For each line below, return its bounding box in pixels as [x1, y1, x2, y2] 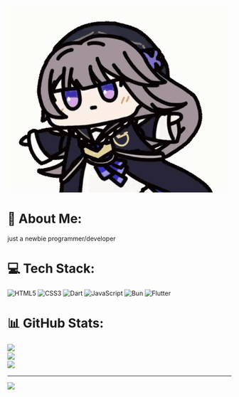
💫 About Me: [7, 211, 83, 227]
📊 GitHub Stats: [7, 315, 105, 332]
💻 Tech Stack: [7, 260, 95, 277]
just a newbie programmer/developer [7, 234, 116, 243]
